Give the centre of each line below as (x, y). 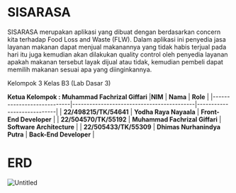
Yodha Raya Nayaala (165, 112)
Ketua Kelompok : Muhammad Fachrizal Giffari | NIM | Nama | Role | (108, 97)
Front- (210, 112)
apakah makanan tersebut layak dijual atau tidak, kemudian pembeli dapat (115, 62)
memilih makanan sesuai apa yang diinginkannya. (80, 69)
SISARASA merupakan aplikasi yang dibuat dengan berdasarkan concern (114, 32)
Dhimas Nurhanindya (189, 127)
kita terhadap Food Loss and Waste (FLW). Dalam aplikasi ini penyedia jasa (117, 39)
